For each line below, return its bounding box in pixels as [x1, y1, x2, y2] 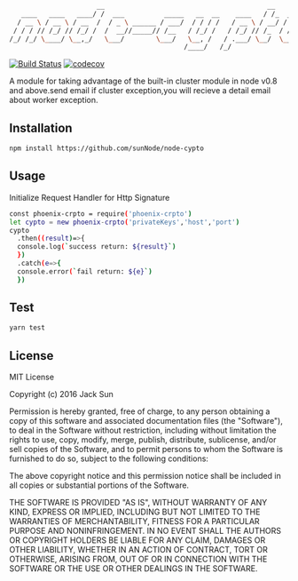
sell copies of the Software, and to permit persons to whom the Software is [9, 444, 284, 455]
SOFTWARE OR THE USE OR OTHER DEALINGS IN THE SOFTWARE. [9, 563, 258, 574]
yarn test [9, 323, 46, 332]
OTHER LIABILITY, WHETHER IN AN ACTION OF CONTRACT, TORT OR [9, 545, 268, 555]
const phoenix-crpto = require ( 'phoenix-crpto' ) [9, 209, 192, 219]
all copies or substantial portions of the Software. [9, 480, 189, 490]
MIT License [9, 371, 55, 383]
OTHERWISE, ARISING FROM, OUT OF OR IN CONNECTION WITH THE [9, 553, 268, 565]
